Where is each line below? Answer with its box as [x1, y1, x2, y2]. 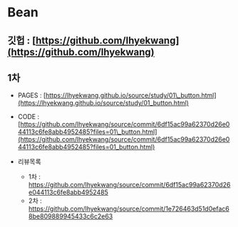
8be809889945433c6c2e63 [28, 212, 113, 221]
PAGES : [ [17, 91, 46, 100]
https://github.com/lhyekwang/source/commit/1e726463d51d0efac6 [28, 204, 229, 213]
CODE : [17, 112, 40, 121]
